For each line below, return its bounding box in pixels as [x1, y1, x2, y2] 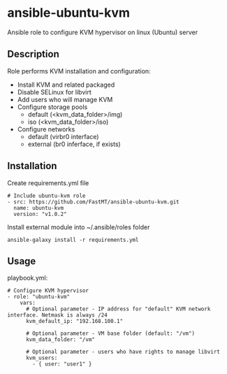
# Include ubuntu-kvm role [7, 192, 86, 199]
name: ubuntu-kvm [13, 204, 64, 211]
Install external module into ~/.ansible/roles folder [7, 222, 150, 231]
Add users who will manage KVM [17, 95, 113, 103]
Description [7, 48, 59, 60]
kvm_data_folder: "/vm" [25, 336, 96, 343]
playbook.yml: [7, 274, 48, 282]
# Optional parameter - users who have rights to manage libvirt [25, 348, 220, 356]
